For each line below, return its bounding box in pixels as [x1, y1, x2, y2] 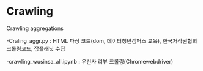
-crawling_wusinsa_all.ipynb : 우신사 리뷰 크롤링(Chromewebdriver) [6, 58, 174, 65]
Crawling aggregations [6, 24, 64, 32]
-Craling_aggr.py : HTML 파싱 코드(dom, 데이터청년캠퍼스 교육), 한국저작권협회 [6, 37, 197, 44]
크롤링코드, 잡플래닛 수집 [6, 45, 65, 52]
